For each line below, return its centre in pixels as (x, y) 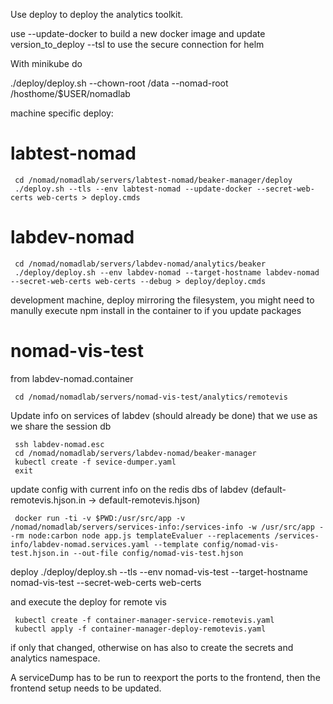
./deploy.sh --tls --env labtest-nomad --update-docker (133, 189)
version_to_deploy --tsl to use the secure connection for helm (137, 44)
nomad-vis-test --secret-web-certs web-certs (106, 582)
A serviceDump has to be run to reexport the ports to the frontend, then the (165, 677)
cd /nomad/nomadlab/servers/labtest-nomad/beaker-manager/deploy (153, 180)
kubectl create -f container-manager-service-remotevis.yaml (144, 620)
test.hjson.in (40, 553)
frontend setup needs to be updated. (86, 688)
